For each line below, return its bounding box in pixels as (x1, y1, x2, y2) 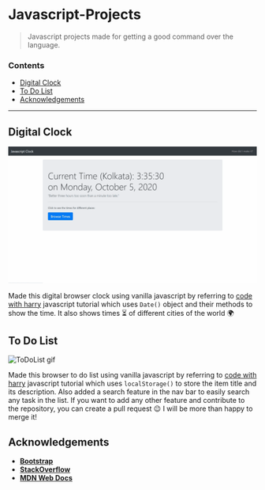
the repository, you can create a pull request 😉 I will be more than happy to (8, 404, 253, 413)
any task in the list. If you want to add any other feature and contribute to (8, 396, 245, 405)
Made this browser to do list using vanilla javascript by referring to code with (8, 370, 257, 380)
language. (27, 40, 61, 49)
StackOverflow (19, 465, 71, 474)
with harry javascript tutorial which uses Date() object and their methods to (8, 299, 253, 309)
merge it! (8, 412, 38, 422)
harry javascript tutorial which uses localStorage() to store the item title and (8, 378, 257, 389)
